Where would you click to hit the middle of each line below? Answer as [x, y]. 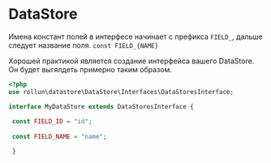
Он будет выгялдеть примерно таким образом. [90, 69]
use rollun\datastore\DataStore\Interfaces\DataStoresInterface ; [121, 92]
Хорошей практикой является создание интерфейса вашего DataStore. [131, 61]
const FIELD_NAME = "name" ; [59, 137]
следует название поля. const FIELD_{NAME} [84, 45]
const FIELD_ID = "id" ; [52, 122]
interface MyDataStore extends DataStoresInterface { [101, 106]
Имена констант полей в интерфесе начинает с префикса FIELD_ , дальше [135, 36]
